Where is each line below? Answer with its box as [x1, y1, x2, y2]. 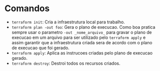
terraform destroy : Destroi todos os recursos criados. [11, 60, 121, 66]
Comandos [4, 3, 50, 14]
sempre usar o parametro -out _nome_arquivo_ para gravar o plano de [11, 29, 152, 35]
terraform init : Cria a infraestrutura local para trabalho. [11, 19, 125, 25]
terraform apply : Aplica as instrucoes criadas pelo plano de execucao [11, 50, 153, 56]
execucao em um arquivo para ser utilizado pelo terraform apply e [11, 35, 146, 40]
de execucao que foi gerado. [11, 45, 70, 51]
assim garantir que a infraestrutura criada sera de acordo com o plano [11, 39, 153, 45]
